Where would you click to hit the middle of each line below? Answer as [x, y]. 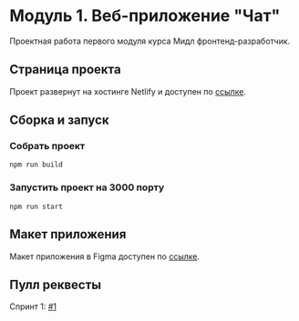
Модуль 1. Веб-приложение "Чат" [145, 16]
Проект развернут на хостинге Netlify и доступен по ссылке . [128, 91]
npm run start [36, 206]
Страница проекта [65, 70]
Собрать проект [47, 146]
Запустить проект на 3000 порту [87, 187]
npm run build [36, 165]
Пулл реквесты [56, 284]
